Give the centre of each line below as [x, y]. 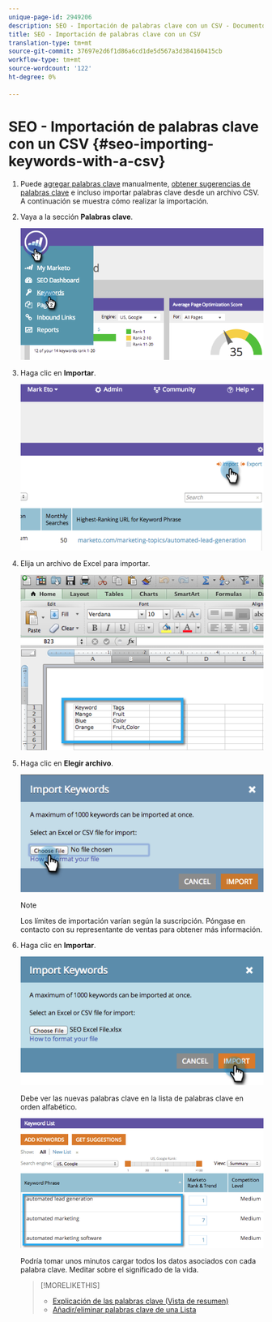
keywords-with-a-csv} [87, 161]
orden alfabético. [49, 1106]
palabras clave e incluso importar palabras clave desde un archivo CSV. [140, 192]
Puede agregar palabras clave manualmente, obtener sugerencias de [135, 183]
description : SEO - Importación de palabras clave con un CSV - [119, 26]
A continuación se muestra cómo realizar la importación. [114, 201]
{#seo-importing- [153, 144]
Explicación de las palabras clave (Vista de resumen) [140, 1301]
